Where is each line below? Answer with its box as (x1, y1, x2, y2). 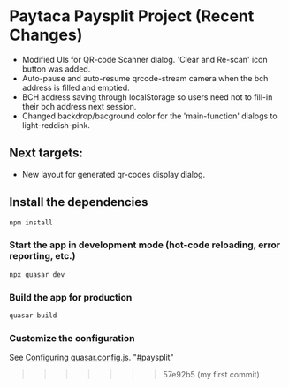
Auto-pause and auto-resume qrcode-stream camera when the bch (21, 72, 269, 83)
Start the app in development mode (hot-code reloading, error (9, 239, 281, 251)
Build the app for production (9, 291, 133, 303)
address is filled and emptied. (21, 82, 130, 93)
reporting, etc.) (9, 250, 76, 262)
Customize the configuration (9, 331, 135, 344)
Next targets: (9, 146, 84, 161)
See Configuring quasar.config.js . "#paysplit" (9, 352, 174, 363)
